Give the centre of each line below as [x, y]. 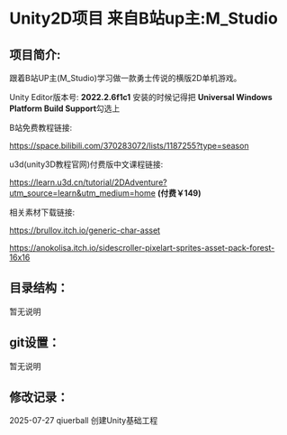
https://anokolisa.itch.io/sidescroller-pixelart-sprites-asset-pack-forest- [142, 248]
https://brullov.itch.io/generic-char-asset [85, 230]
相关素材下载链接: [42, 212]
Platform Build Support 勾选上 [65, 108]
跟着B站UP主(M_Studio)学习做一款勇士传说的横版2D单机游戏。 [126, 78]
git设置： [35, 342]
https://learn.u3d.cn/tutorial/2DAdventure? [89, 182]
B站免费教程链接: [41, 128]
